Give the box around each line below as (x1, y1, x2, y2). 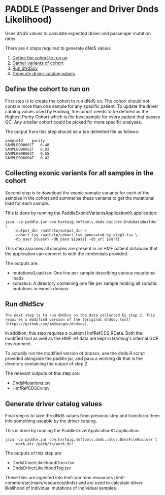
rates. (5, 36, 17, 42)
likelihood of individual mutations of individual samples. (5, 485, 117, 491)
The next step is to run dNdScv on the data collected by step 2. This (5, 313, 155, 318)
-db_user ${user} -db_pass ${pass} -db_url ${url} (14, 236, 120, 242)
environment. (5, 341, 32, 347)
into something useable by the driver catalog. (5, 418, 97, 424)
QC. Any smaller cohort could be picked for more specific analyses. (5, 119, 142, 125)
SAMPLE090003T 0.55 (5, 151, 50, 156)
